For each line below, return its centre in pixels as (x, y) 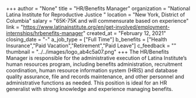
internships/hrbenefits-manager (45, 33)
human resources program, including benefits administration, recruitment (94, 64)
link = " (15, 27)
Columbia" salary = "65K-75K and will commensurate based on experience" (97, 21)
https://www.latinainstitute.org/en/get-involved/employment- (97, 27)
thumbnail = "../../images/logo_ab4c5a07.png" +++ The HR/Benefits (87, 52)
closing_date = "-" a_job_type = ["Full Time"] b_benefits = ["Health (87, 39)
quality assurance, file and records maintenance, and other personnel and (95, 76)
